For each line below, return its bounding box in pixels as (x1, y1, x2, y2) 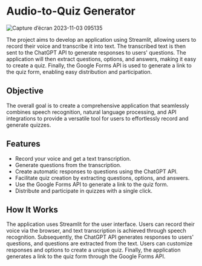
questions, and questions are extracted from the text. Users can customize (6, 240, 193, 247)
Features (6, 139, 41, 149)
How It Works (6, 204, 59, 214)
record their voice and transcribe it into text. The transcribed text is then (6, 42, 186, 50)
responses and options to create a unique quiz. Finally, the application (6, 247, 181, 254)
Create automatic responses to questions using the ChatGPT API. (15, 168, 178, 175)
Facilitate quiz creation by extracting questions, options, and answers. (15, 174, 190, 181)
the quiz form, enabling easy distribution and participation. (6, 68, 152, 75)
